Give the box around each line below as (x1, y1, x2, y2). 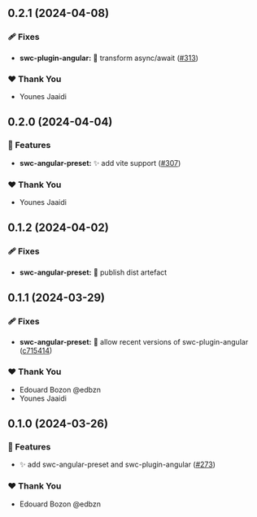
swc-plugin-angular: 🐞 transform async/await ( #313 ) (19, 53, 198, 63)
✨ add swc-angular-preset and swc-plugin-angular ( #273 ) (19, 459, 216, 470)
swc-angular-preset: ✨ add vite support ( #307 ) (19, 158, 181, 167)
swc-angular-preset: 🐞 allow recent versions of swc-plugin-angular (19, 337, 249, 347)
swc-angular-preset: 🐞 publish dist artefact (19, 267, 168, 277)
